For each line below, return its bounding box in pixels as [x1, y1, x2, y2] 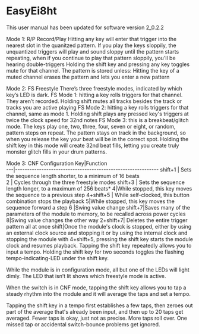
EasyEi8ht [6, 4, 58, 18]
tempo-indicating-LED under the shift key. [6, 254, 109, 261]
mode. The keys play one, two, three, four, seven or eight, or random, [6, 123, 176, 130]
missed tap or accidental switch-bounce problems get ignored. [6, 320, 160, 328]
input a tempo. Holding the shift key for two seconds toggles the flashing [6, 248, 184, 255]
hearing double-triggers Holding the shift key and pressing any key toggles [6, 61, 190, 68]
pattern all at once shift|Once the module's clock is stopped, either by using [6, 223, 192, 230]
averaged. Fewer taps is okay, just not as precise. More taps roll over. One [6, 314, 187, 321]
